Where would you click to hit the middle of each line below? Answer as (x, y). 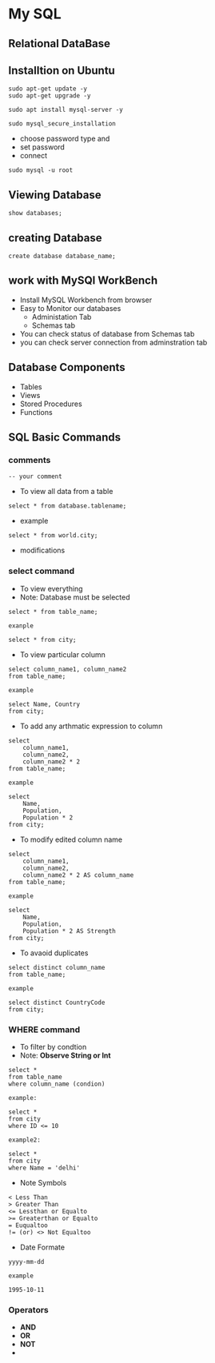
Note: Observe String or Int (65, 1055)
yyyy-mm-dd (26, 1261)
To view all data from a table (66, 492)
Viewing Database (55, 195)
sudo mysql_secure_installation (62, 124)
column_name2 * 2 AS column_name (78, 875)
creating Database (55, 238)
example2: (25, 1140)
